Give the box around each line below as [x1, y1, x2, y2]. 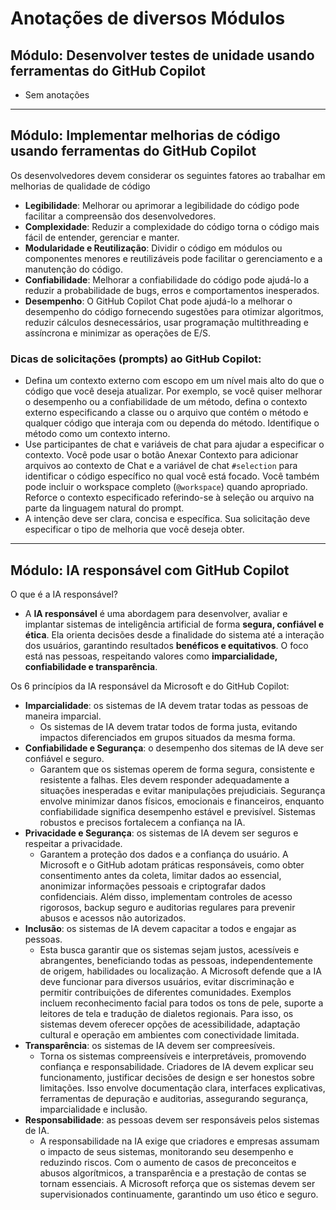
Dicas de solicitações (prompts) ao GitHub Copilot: [10, 352, 262, 366]
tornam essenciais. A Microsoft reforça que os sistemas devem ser [39, 1177, 316, 1189]
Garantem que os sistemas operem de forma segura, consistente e [39, 763, 315, 775]
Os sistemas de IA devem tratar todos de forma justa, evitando [39, 720, 298, 732]
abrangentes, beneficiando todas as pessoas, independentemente [39, 954, 313, 966]
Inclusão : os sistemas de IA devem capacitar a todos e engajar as [24, 922, 297, 934]
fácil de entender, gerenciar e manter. [24, 231, 180, 243]
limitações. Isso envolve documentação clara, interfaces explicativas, [39, 1082, 326, 1094]
